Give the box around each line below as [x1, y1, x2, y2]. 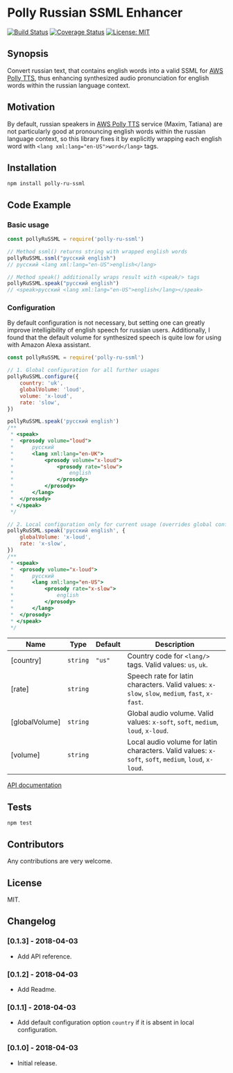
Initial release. [17, 1058, 58, 1067]
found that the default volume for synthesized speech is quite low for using [7, 333, 222, 341]
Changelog [7, 915, 56, 927]
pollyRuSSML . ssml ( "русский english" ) [7, 255, 116, 262]
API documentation [7, 781, 62, 789]
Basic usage [7, 220, 50, 230]
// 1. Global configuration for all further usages [7, 366, 159, 374]
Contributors [7, 838, 64, 850]
